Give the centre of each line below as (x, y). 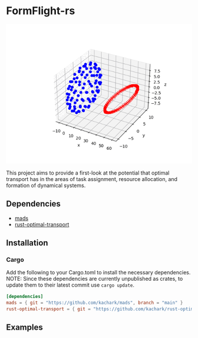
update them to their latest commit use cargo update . (70, 285)
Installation (27, 243)
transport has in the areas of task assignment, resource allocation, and (92, 179)
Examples (24, 328)
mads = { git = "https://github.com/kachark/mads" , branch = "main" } (95, 303)
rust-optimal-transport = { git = (49, 309)
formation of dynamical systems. (46, 185)
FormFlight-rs (41, 11)
